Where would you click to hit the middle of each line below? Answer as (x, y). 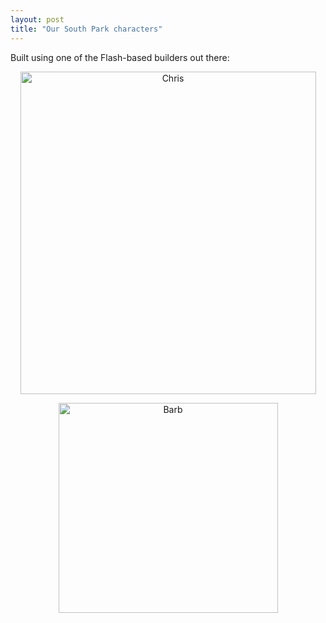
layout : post (37, 19)
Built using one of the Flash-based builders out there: (120, 57)
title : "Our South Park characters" (86, 29)
